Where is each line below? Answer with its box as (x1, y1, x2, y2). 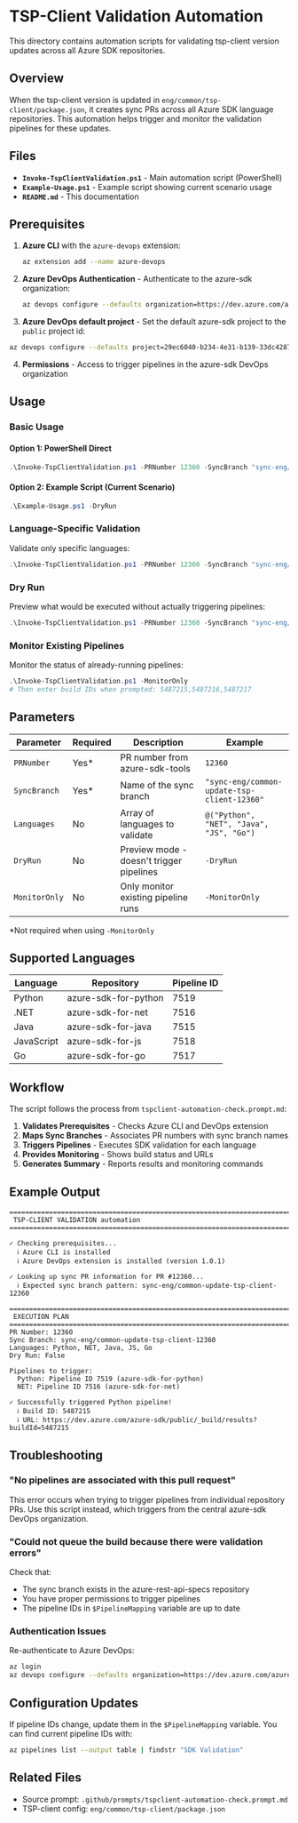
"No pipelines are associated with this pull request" (9, 1474, 237, 1486)
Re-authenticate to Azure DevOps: (9, 1645, 135, 1656)
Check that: (9, 1567, 51, 1578)
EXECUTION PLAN (12, 1313, 69, 1322)
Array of (120, 806, 154, 819)
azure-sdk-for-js (67, 1035, 142, 1048)
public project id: (21, 326, 86, 337)
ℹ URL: (17, 1416, 40, 1425)
